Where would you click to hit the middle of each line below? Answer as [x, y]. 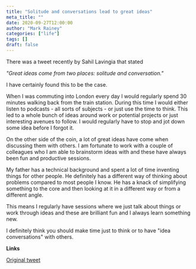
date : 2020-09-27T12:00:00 [39, 23]
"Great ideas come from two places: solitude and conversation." [85, 73]
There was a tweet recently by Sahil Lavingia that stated [75, 61]
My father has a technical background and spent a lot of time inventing [93, 169]
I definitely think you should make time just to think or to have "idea [88, 230]
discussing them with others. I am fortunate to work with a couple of [90, 145]
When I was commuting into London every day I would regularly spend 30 [97, 96]
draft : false [22, 45]
